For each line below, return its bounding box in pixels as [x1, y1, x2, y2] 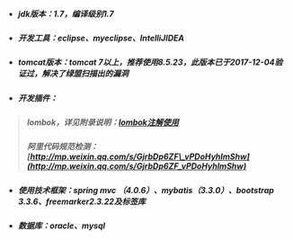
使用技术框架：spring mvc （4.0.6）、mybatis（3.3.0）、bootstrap [17, 184, 274, 195]
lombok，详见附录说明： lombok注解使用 [26, 117, 180, 128]
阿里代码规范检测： [26, 141, 99, 152]
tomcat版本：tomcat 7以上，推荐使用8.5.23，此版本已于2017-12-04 [17, 57, 276, 67]
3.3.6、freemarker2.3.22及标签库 [17, 196, 146, 207]
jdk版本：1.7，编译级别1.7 [17, 8, 114, 19]
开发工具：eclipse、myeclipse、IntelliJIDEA [17, 32, 185, 43]
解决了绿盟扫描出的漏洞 [41, 68, 129, 79]
